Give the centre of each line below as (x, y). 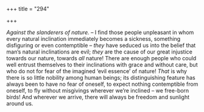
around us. (20, 103)
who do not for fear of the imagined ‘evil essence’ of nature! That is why (97, 71)
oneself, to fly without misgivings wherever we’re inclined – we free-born (98, 90)
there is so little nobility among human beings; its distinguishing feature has (101, 78)
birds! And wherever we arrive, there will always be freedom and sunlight (98, 97)
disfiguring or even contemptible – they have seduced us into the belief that (101, 45)
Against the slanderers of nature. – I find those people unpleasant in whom (100, 32)
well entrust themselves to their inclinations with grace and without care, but (102, 65)
